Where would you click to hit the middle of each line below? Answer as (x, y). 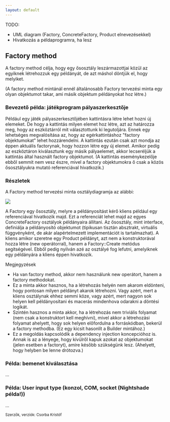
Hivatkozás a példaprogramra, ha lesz (52, 40)
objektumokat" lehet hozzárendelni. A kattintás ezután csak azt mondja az (83, 140)
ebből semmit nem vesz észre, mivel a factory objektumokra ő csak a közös (84, 162)
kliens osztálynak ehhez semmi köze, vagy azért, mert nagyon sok (82, 296)
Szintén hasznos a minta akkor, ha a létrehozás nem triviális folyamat (84, 312)
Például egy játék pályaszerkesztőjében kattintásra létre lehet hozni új (78, 118)
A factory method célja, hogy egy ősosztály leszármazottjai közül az (77, 68)
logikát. (20, 307)
